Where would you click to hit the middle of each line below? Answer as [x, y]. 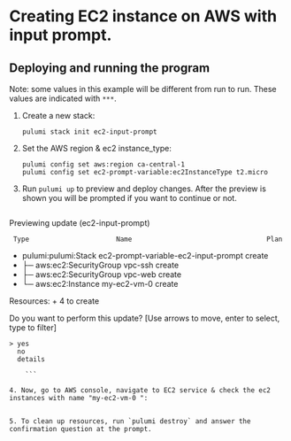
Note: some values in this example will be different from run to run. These [143, 89]
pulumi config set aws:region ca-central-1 [103, 165]
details [31, 360]
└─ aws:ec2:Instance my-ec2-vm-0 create [100, 284]
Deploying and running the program [110, 68]
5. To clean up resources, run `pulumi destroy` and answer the [130, 422]
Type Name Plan [148, 239]
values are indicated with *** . [63, 98]
